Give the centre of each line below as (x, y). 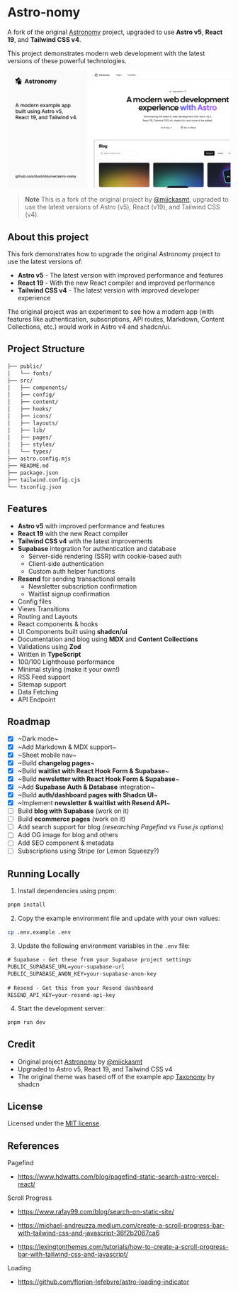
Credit (21, 1044)
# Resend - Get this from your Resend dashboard (80, 988)
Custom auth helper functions (72, 571)
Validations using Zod (49, 646)
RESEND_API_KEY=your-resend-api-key (61, 995)
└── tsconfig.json (34, 487)
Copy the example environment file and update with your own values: (119, 918)
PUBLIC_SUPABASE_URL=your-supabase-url (66, 966)
